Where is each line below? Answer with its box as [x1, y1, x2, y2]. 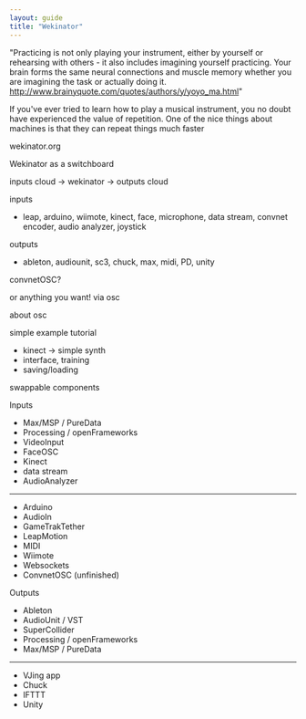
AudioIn [22, 511, 53, 522]
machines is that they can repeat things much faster [9, 122, 205, 133]
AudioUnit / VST [22, 614, 84, 625]
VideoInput [22, 436, 65, 447]
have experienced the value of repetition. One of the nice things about [9, 113, 273, 124]
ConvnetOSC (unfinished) [22, 569, 120, 580]
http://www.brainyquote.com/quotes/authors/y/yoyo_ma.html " [9, 86, 243, 97]
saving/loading [22, 364, 79, 375]
